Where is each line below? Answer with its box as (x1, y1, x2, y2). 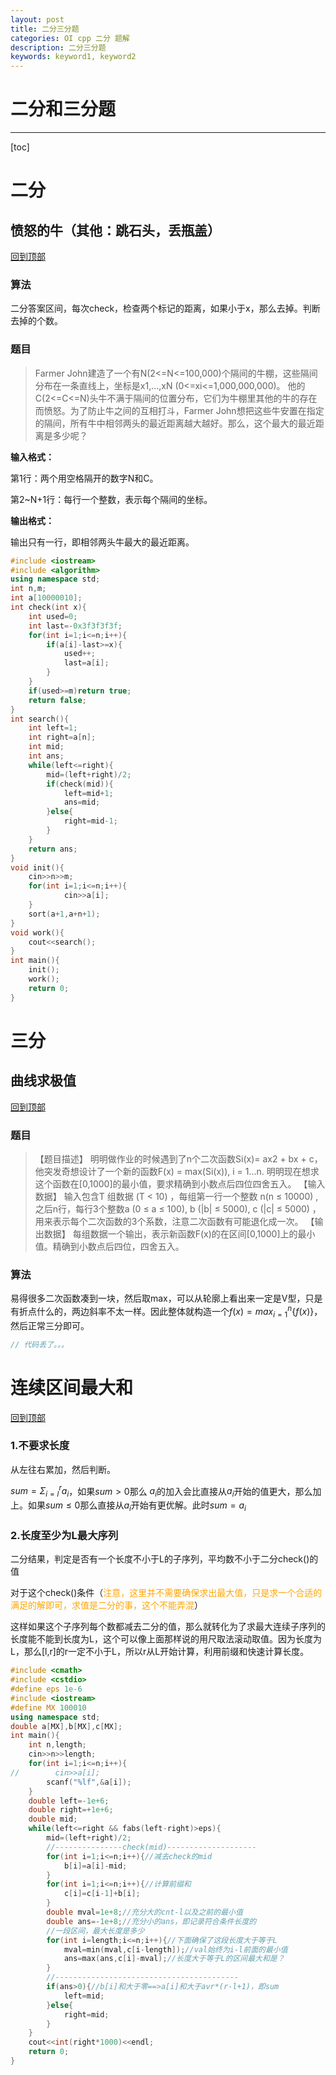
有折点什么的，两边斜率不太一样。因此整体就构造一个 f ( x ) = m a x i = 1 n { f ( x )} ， (10, 1304, 323, 1320)
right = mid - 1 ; (63, 816, 118, 826)
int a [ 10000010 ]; (10, 593, 83, 603)
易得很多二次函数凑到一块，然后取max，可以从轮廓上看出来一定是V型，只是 (10, 1292, 323, 1305)
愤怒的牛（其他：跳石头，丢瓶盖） (10, 222, 221, 239)
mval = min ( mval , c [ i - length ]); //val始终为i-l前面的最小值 (63, 1944, 288, 1955)
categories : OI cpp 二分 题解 (10, 33, 130, 43)
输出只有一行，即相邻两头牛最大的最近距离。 (10, 536, 195, 548)
